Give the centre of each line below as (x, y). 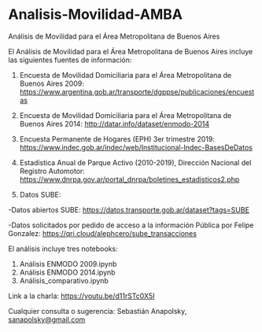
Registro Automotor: (52, 171)
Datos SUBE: (40, 194)
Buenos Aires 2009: (52, 83)
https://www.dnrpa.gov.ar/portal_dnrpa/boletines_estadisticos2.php (129, 179)
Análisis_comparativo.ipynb (64, 280)
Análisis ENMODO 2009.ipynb (68, 264)
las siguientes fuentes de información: (70, 60)
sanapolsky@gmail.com (47, 319)
